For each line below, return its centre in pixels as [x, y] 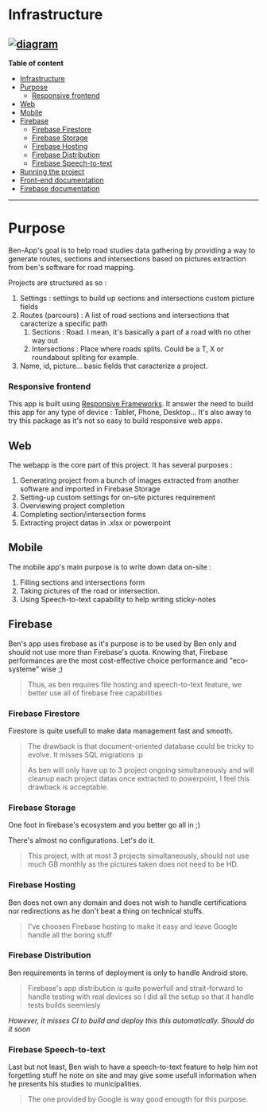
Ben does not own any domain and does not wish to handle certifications [128, 903]
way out [44, 340]
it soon [19, 1028]
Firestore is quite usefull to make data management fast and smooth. [120, 730]
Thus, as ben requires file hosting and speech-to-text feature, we [135, 684]
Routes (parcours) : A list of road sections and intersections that [124, 315]
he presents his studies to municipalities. [75, 1084]
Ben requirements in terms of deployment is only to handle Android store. [128, 973]
